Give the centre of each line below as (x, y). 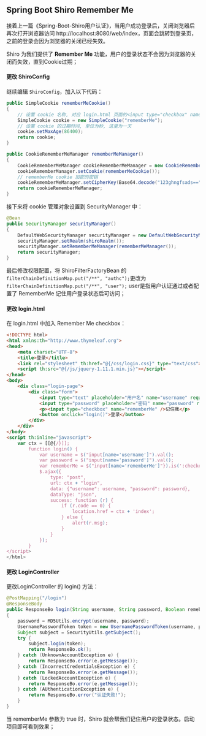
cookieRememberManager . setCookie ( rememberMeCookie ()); (89, 171)
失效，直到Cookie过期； (48, 61)
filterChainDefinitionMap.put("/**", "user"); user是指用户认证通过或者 (100, 286)
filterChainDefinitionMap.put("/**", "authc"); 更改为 (76, 278)
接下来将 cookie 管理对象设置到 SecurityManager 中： (74, 207)
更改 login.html (26, 308)
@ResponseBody (25, 604)
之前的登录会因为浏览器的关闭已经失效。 (57, 41)
